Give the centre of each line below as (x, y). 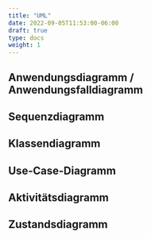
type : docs (26, 38)
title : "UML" (30, 15)
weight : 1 (25, 45)
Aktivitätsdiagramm (58, 198)
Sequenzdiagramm (56, 116)
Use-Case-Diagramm (62, 170)
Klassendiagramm (54, 144)
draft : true (28, 30)
